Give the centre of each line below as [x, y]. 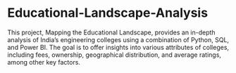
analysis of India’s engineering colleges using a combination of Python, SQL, [118, 39]
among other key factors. [44, 62]
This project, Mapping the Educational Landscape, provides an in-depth [112, 32]
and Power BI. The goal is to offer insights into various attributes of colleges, [118, 47]
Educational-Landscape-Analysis [108, 13]
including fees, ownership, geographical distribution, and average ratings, [114, 55]
